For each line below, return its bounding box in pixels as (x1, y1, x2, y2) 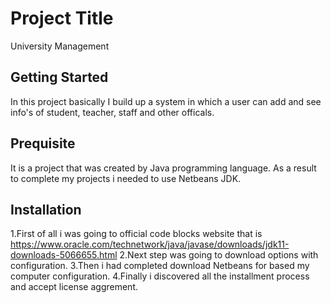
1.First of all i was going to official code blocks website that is (10, 228, 263, 240)
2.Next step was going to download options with (119, 249, 319, 261)
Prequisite (10, 135, 76, 152)
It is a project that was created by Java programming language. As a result (10, 162, 317, 174)
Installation (10, 201, 82, 218)
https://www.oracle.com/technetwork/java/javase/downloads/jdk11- (10, 238, 290, 251)
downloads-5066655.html (10, 249, 118, 261)
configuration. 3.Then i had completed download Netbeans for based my (10, 260, 310, 272)
